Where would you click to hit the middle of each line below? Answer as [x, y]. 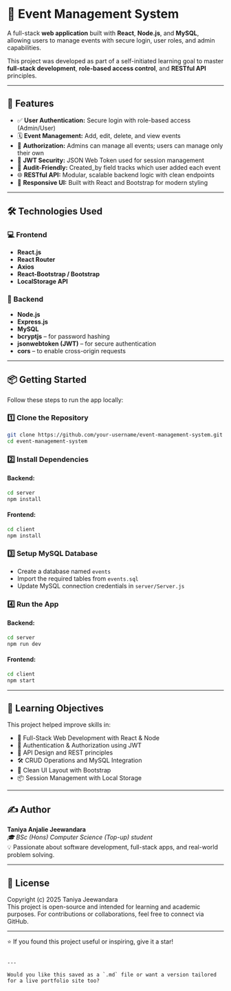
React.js [29, 252]
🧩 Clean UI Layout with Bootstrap [64, 770]
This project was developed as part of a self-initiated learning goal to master [115, 60]
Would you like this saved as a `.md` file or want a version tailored [112, 975]
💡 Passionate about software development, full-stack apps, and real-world [113, 847]
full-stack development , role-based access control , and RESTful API [107, 68]
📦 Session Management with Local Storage [79, 778]
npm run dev [24, 644]
